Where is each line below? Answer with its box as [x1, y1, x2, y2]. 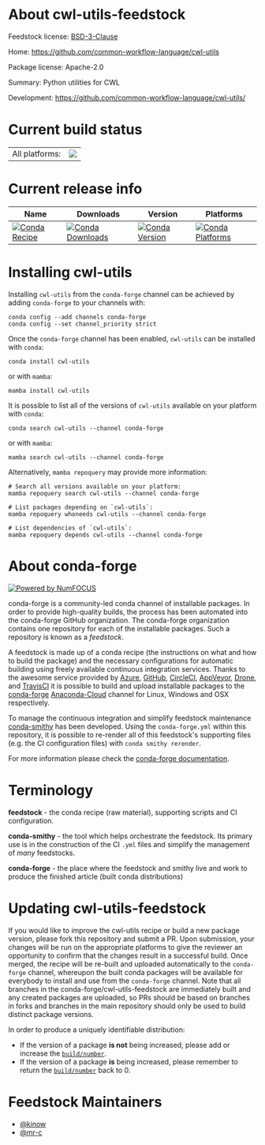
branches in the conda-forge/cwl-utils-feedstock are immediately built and [8, 984, 251, 993]
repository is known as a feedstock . [8, 632, 125, 642]
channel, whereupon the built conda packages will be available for [27, 967, 243, 977]
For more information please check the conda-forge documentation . [8, 753, 230, 763]
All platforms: [12, 148, 62, 159]
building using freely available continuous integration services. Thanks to [8, 664, 246, 673]
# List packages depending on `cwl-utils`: [8, 503, 154, 511]
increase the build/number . [19, 1049, 107, 1058]
